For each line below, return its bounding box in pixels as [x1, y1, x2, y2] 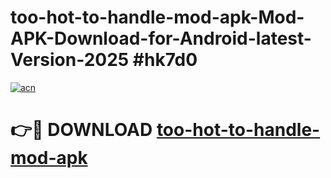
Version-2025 [10, 49, 130, 71]
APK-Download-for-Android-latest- [10, 27, 312, 50]
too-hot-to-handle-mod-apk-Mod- [10, 6, 305, 29]
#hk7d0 [132, 49, 198, 71]
